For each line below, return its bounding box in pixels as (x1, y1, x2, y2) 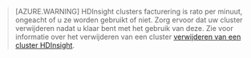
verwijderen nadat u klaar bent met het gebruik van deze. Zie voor (14, 24, 233, 33)
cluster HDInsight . (14, 41, 75, 50)
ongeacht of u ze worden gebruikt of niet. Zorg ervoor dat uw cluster (14, 15, 243, 25)
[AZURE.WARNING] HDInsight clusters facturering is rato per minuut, (14, 7, 243, 16)
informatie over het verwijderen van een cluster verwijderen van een (14, 32, 241, 41)
